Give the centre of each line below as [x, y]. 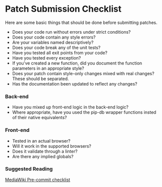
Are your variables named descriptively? [53, 42]
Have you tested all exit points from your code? [60, 53]
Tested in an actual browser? [41, 141]
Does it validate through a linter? [45, 151]
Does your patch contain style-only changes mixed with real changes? [83, 73]
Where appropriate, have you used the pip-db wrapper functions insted [84, 112]
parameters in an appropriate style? [48, 68]
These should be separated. [41, 79]
